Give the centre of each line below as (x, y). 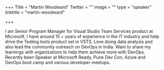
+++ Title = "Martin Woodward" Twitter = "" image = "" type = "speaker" (78, 7)
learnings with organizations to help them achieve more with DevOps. (75, 52)
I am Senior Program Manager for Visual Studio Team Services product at (79, 31)
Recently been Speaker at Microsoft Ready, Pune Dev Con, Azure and (75, 57)
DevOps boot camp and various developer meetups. (58, 62)
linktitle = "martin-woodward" (35, 12)
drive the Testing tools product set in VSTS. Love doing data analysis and (79, 42)
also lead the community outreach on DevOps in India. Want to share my (78, 47)
